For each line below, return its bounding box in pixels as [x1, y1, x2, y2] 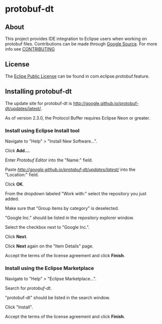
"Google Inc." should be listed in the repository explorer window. [5, 215, 134, 221]
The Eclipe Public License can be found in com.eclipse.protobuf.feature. [5, 73, 150, 79]
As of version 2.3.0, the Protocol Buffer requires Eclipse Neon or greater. [5, 115, 150, 121]
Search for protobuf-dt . [5, 285, 52, 291]
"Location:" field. [5, 172, 39, 178]
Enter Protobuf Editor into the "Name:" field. [5, 157, 93, 163]
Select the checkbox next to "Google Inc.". [5, 224, 90, 230]
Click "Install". [5, 304, 33, 310]
